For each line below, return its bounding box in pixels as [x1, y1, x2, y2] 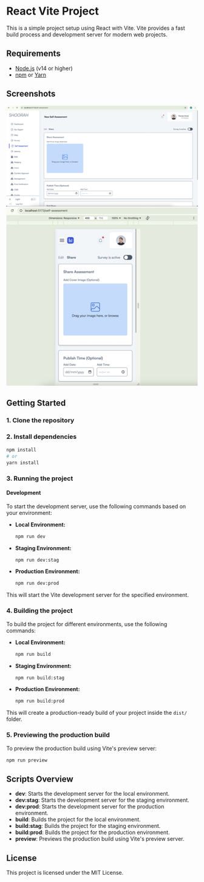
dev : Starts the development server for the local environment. [15, 790, 170, 798]
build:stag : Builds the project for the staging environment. [15, 822, 161, 830]
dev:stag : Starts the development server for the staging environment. [15, 796, 189, 804]
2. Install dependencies [6, 432, 77, 441]
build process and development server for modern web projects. [6, 30, 168, 38]
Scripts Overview [6, 774, 74, 784]
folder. [6, 715, 22, 723]
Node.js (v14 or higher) [15, 64, 73, 72]
